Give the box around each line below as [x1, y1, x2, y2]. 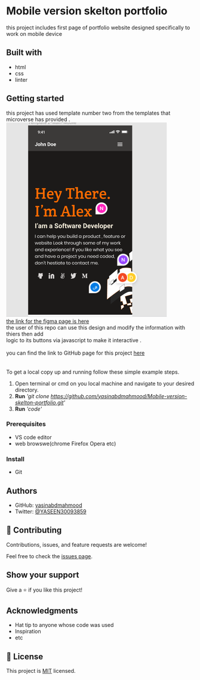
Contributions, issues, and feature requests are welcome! [6, 541, 147, 548]
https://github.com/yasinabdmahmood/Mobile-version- [50, 392, 187, 399]
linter [14, 76, 28, 83]
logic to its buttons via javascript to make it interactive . [6, 336, 141, 344]
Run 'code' [14, 405, 42, 413]
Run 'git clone [14, 392, 50, 399]
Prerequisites [6, 420, 46, 428]
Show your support [6, 570, 79, 580]
